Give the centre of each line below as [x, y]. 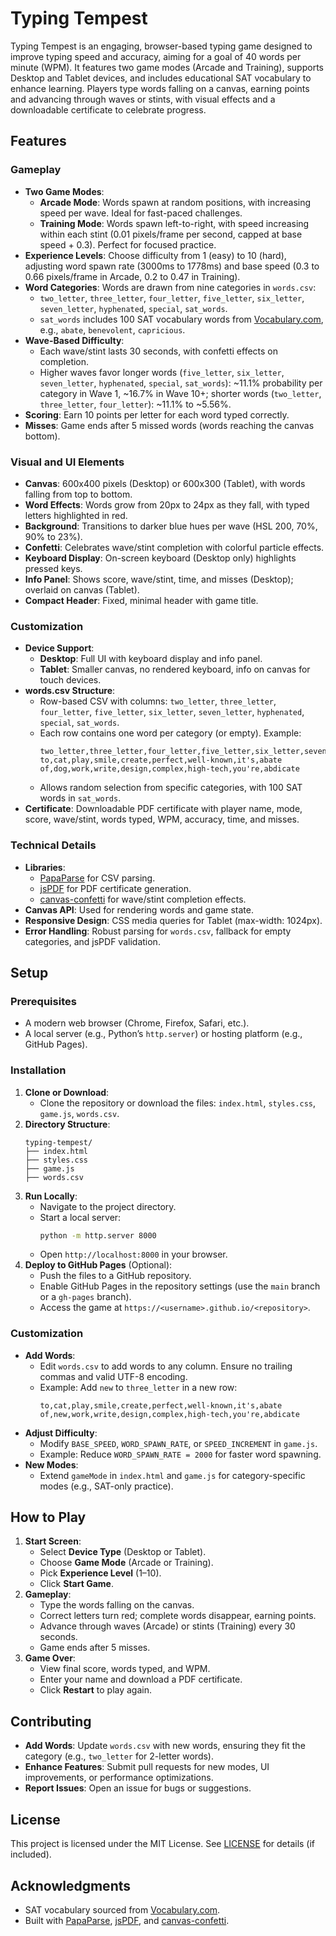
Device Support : [59, 648]
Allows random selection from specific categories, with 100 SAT [171, 788]
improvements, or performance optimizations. [119, 1778]
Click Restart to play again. [96, 1690]
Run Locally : [51, 1196]
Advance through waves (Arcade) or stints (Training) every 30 [167, 1626]
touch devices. [70, 680]
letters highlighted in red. [76, 515]
